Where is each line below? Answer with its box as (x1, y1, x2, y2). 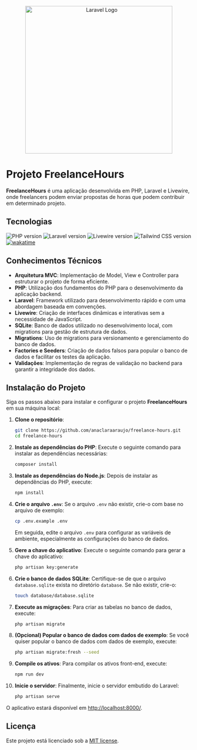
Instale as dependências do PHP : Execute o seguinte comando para (14, 444, 181, 451)
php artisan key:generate (14, 564, 78, 570)
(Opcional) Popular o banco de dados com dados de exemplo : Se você (14, 632, 189, 639)
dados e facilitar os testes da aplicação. (14, 353, 111, 360)
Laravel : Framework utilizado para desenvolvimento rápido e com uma (14, 296, 186, 304)
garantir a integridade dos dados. (14, 366, 96, 373)
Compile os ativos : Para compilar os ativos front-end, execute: (14, 660, 168, 667)
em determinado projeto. (6, 200, 66, 207)
